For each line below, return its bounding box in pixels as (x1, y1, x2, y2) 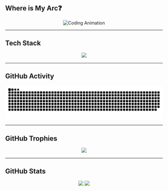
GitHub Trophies (5, 134, 57, 143)
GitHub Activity (5, 72, 54, 81)
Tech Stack (5, 39, 41, 47)
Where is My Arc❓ (5, 4, 62, 12)
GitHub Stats (5, 167, 46, 176)
